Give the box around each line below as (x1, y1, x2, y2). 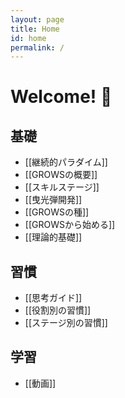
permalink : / (10, 42, 65, 53)
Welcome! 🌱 (10, 86, 113, 108)
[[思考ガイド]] (24, 292, 83, 304)
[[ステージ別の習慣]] (24, 317, 108, 329)
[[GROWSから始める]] (24, 219, 116, 231)
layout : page (10, 14, 65, 25)
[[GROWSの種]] (24, 206, 90, 218)
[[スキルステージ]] (24, 181, 100, 193)
